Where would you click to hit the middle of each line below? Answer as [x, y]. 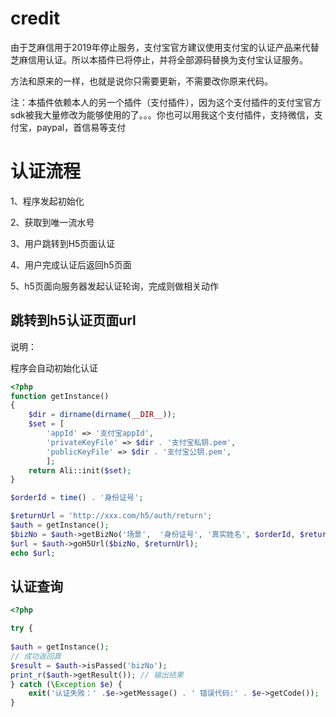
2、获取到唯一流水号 [52, 222]
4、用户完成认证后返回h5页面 [71, 264]
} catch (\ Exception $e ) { [66, 684]
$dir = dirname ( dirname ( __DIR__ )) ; [102, 415]
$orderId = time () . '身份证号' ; [77, 498]
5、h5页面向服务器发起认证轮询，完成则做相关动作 [114, 286]
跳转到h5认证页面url [73, 320]
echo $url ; [33, 553]
